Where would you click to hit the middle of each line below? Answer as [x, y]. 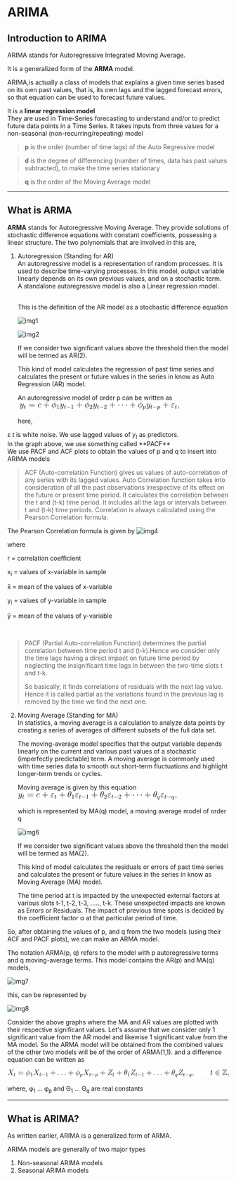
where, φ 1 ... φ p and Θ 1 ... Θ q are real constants [76, 1089]
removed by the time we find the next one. [86, 702]
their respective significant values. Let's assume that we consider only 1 [111, 1030]
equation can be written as [46, 1060]
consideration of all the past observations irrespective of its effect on [124, 487]
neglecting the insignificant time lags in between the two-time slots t [124, 666]
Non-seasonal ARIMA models [60, 1163]
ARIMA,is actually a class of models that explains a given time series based [116, 82]
